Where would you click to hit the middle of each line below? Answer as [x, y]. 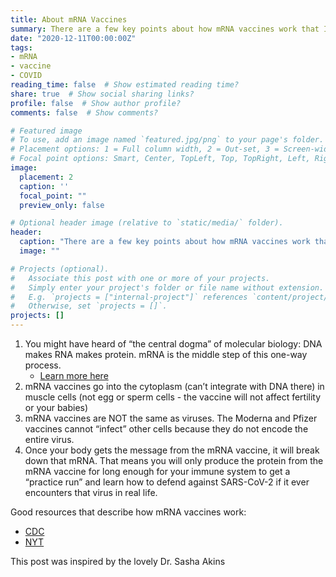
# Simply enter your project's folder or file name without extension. [167, 287]
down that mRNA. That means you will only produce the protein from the [174, 460]
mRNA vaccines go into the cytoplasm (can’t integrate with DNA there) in [174, 386]
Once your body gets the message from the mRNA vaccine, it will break [172, 450]
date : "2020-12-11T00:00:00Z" [73, 38]
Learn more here [74, 375]
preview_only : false [62, 205]
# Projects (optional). [60, 269]
